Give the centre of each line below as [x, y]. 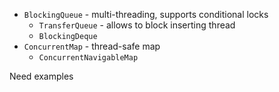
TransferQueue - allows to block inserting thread [137, 25]
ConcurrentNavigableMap [88, 58]
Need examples [41, 76]
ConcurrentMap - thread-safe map [92, 46]
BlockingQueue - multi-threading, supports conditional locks [146, 14]
